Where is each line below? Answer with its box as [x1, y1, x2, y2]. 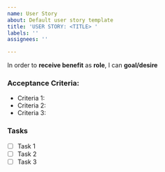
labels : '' [7, 29, 39, 37]
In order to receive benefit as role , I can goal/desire [7, 61, 158, 69]
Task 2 [17, 150, 37, 158]
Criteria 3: [17, 109, 47, 117]
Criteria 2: [17, 101, 47, 110]
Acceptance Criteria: [7, 78, 80, 88]
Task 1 [17, 141, 36, 150]
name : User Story [7, 10, 58, 17]
